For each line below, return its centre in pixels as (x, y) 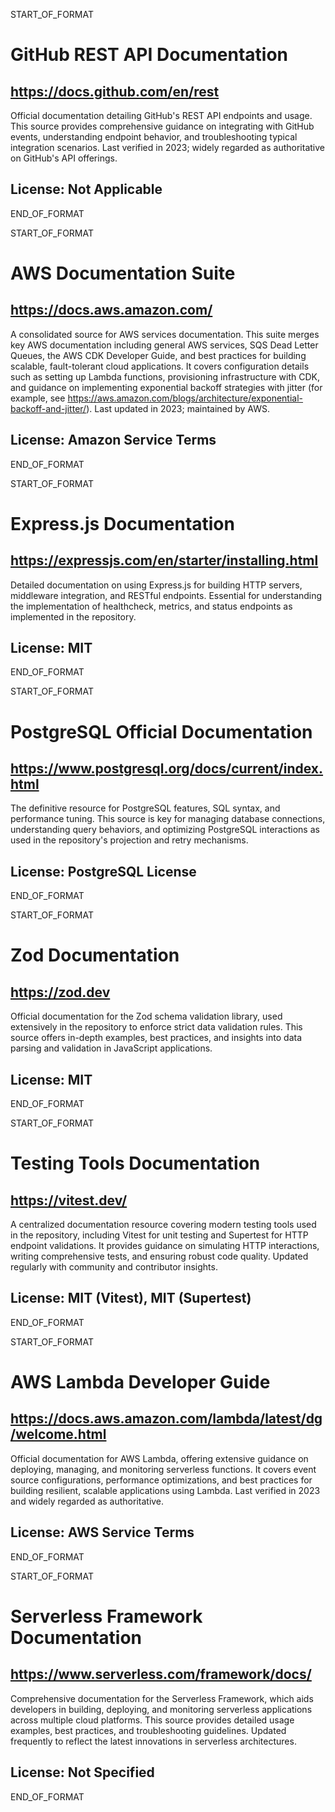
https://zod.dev (60, 992)
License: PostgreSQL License (103, 871)
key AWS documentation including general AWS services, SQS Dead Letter (164, 345)
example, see (38, 398)
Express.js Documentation (122, 523)
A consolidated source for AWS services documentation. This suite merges (165, 334)
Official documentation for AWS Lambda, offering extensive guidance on (159, 1458)
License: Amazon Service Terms (113, 440)
